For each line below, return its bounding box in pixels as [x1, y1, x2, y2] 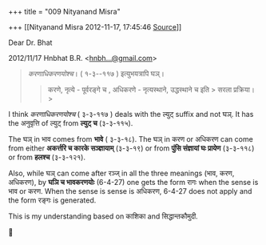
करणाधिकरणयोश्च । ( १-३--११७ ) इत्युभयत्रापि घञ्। [27, 69, 165, 78]
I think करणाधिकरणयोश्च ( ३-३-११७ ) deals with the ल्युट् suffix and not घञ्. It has [8, 110, 254, 118]
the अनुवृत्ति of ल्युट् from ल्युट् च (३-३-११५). [8, 118, 133, 127]
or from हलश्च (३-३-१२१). [8, 152, 86, 162]
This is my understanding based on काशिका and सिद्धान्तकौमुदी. [8, 211, 198, 221]
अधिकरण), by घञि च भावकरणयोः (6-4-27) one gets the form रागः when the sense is [8, 178, 259, 187]
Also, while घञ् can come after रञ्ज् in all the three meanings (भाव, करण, [8, 168, 235, 178]
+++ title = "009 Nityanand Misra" [8, 7, 121, 16]
